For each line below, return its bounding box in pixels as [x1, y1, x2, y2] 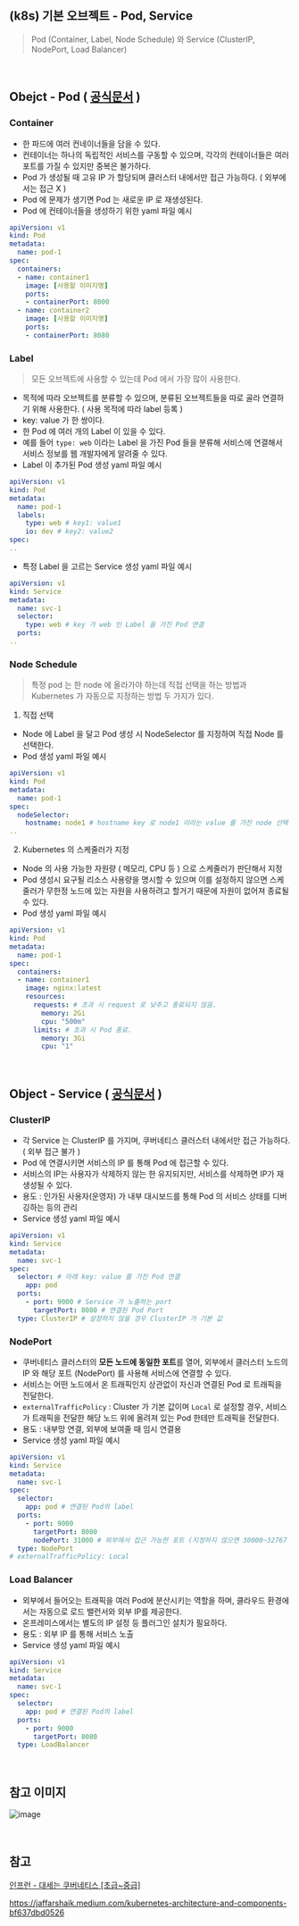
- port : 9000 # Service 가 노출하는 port [25, 1298, 172, 1307]
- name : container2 [17, 306, 90, 315]
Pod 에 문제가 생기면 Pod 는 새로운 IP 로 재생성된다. [21, 194, 203, 205]
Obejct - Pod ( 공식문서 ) [9, 89, 141, 105]
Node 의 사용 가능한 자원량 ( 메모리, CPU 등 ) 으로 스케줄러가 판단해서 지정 [21, 863, 283, 874]
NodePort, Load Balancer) [30, 44, 128, 54]
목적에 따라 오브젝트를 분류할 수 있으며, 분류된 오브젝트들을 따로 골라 [21, 392, 261, 404]
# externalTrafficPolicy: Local [9, 1553, 129, 1562]
